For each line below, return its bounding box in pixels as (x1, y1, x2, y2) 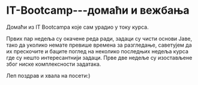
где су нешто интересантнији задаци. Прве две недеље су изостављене (6, 54, 193, 61)
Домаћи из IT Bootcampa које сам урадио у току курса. (6, 23, 149, 31)
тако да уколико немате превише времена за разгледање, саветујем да (6, 41, 192, 48)
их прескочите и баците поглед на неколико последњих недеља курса (6, 47, 189, 54)
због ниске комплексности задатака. (6, 60, 101, 68)
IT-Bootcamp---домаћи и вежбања (6, 4, 190, 17)
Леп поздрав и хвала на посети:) (6, 72, 91, 79)
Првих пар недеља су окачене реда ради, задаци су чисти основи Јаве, (6, 35, 193, 42)
